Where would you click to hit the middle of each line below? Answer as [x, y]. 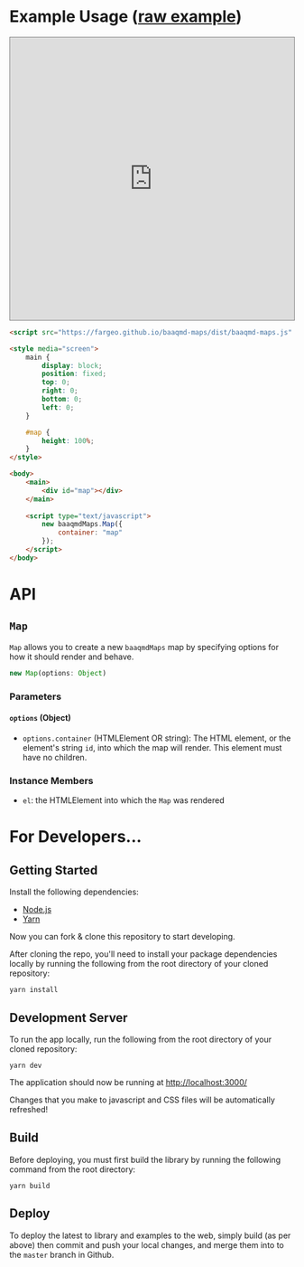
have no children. [55, 757]
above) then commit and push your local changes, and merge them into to [147, 1244]
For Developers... [76, 837]
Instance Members [51, 780]
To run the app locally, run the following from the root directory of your [141, 1039]
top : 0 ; [56, 383]
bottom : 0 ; [62, 400]
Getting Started [54, 870]
